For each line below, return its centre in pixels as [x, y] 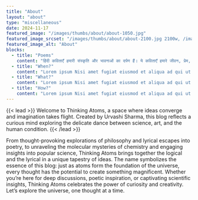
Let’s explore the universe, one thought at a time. [65, 190]
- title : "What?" [33, 77]
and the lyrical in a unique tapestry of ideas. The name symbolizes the [91, 159]
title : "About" [25, 11]
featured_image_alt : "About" [42, 45]
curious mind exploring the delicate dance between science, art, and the [94, 123]
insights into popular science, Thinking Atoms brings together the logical [94, 153]
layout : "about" [26, 17]
